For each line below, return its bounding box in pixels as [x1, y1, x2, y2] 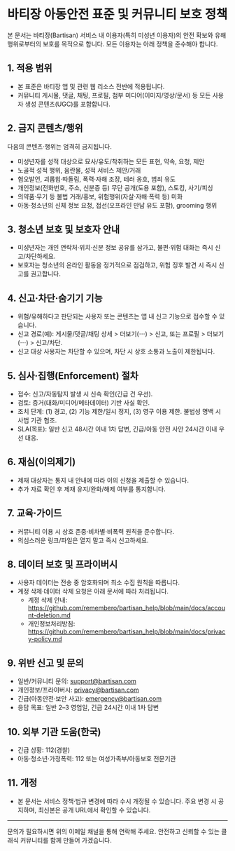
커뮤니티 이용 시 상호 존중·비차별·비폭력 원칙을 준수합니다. [17, 527, 175, 535]
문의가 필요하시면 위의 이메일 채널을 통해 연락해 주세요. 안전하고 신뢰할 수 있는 [7, 827, 220, 836]
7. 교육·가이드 [7, 507, 62, 519]
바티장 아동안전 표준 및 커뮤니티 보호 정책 [7, 6, 228, 22]
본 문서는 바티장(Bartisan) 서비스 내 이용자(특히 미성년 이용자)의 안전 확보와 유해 [7, 31, 227, 39]
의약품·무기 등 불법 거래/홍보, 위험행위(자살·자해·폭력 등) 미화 [17, 192, 183, 201]
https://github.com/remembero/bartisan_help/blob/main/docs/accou [27, 604, 226, 612]
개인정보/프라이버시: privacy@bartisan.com [17, 685, 140, 695]
